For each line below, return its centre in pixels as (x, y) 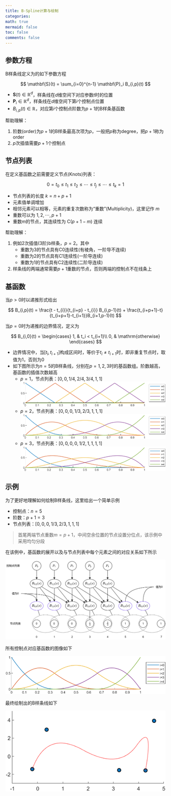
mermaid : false (21, 27)
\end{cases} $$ (85, 342)
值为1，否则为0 (28, 359)
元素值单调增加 (28, 203)
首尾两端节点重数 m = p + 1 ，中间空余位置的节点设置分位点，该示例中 (90, 535)
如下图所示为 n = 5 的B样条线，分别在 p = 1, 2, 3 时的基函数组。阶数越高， (88, 366)
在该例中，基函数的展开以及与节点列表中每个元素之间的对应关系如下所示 (81, 552)
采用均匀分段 (31, 541)
